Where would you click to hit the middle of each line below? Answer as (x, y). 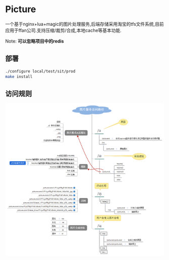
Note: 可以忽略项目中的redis (35, 41)
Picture (21, 9)
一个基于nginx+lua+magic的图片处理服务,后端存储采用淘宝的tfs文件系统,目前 (84, 24)
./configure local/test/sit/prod (40, 71)
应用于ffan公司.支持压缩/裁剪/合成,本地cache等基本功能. (64, 30)
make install (19, 77)
